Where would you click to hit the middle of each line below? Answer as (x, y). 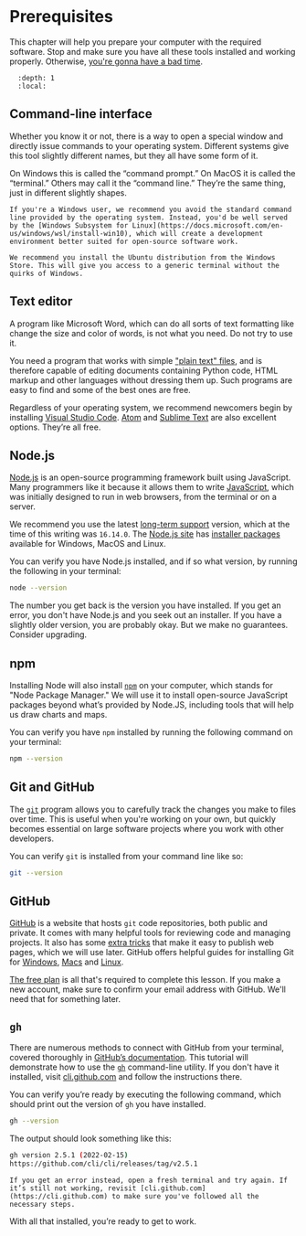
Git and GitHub (52, 788)
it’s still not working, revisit (73, 1188)
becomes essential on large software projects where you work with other (147, 828)
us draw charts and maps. (58, 715)
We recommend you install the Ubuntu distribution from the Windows (142, 257)
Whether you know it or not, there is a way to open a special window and (147, 136)
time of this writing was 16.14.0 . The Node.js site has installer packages (145, 534)
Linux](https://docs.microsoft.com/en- (208, 225)
